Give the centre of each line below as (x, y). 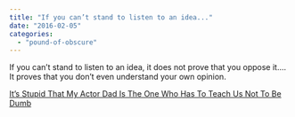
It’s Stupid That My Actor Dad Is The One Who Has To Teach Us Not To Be (146, 94)
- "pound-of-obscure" (57, 42)
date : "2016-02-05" (45, 26)
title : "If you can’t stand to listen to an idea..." (111, 17)
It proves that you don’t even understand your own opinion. (118, 77)
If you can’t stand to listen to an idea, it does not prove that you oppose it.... (148, 67)
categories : (31, 34)
